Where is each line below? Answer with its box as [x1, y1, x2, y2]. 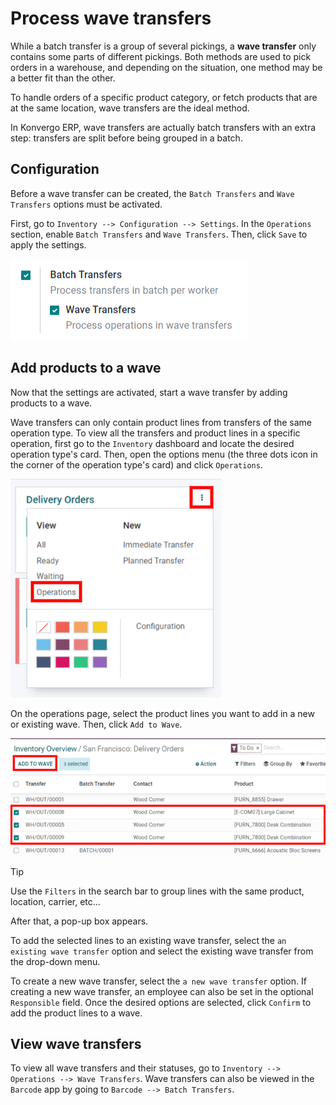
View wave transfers [10, 1035, 142, 1052]
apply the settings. [10, 238, 87, 251]
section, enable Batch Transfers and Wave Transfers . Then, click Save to [10, 228, 308, 240]
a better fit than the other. [10, 72, 116, 84]
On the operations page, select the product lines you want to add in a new [10, 707, 315, 719]
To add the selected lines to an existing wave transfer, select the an [10, 934, 287, 946]
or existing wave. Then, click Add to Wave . [10, 718, 183, 730]
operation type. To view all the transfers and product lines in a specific [10, 427, 301, 439]
